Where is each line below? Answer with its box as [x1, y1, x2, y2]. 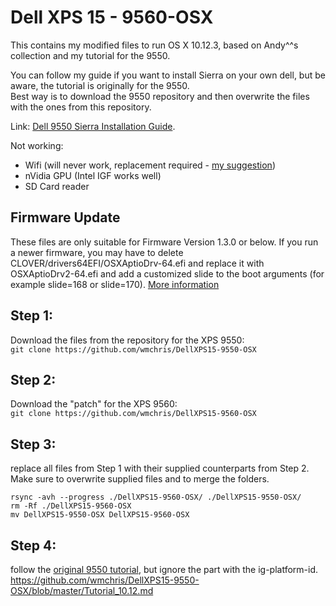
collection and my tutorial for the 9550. [10, 49, 171, 61]
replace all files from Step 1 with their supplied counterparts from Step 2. [10, 462, 310, 475]
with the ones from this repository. [10, 101, 152, 113]
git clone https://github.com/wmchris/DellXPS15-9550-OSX [10, 344, 257, 355]
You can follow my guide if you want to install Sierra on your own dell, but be [10, 69, 326, 81]
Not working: [10, 139, 64, 151]
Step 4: [10, 537, 57, 554]
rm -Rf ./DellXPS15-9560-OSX [10, 501, 132, 511]
